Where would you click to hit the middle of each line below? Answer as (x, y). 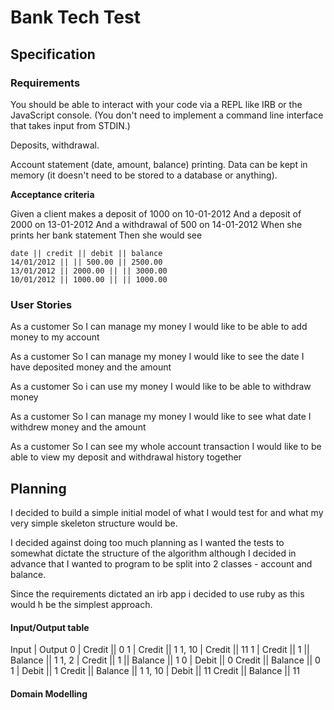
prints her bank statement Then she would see (106, 235)
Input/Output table (50, 627)
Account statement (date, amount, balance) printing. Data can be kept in (159, 164)
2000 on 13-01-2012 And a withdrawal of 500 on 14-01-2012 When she (156, 224)
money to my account (55, 337)
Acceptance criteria (52, 194)
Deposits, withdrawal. (55, 145)
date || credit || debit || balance (86, 253)
